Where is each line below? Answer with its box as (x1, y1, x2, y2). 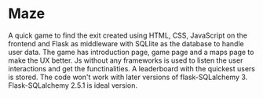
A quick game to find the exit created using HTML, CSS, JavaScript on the (8, 31, 247, 40)
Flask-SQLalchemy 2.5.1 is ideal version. (8, 80, 137, 90)
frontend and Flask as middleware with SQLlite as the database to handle (8, 38, 245, 48)
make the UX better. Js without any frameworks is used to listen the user (8, 56, 243, 65)
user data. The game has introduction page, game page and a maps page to (8, 47, 254, 56)
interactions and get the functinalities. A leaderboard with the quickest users (8, 64, 255, 73)
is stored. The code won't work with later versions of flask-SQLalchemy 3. (8, 72, 248, 82)
